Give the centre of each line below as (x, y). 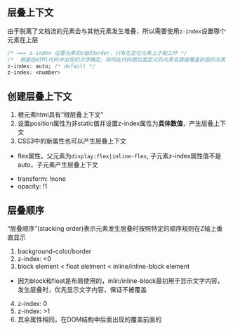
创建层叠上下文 (40, 96)
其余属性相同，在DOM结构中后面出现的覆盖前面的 (89, 319)
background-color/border (54, 251)
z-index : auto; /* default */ (52, 66)
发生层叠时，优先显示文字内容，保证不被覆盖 (82, 289)
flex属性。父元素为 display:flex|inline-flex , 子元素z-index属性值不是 (119, 156)
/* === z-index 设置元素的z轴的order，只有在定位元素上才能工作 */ (97, 53)
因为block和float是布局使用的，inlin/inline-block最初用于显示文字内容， (120, 281)
